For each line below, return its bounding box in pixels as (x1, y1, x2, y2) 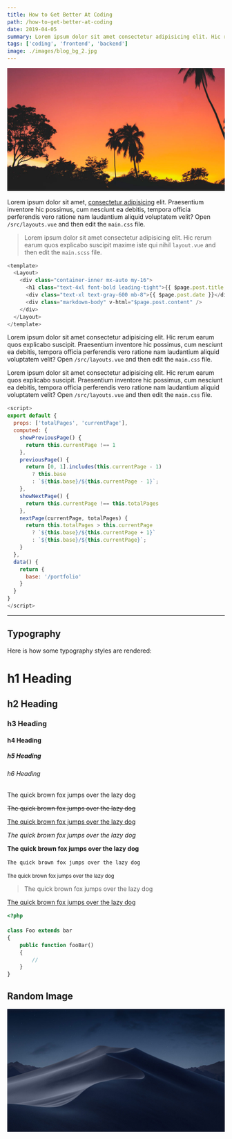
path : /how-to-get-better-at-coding (7, 18, 113, 26)
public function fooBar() (19, 942, 95, 948)
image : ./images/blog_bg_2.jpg (7, 48, 97, 55)
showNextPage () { (19, 493, 70, 500)
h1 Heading (7, 671, 72, 686)
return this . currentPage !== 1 (25, 441, 116, 448)
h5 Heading (7, 752, 41, 760)
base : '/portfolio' (25, 573, 81, 580)
